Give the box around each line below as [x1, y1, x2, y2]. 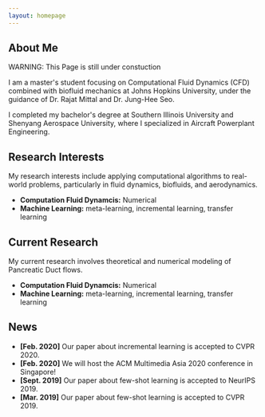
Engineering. [8, 127, 50, 136]
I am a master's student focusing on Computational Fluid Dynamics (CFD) [8, 77, 250, 88]
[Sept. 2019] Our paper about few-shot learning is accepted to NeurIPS [19, 376, 256, 385]
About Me [8, 41, 58, 55]
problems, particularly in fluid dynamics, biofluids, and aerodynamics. [28, 180, 258, 190]
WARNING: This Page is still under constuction [8, 62, 161, 72]
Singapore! [19, 367, 57, 376]
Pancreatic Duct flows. [8, 265, 83, 275]
